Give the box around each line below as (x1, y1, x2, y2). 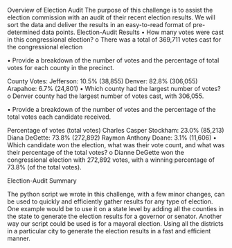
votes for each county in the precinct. (7, 64, 114, 72)
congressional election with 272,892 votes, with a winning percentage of (7, 156, 215, 164)
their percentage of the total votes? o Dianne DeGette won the (7, 149, 185, 156)
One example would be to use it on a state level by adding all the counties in (7, 205, 224, 213)
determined (7, 28, 40, 36)
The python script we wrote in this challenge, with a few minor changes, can (7, 190, 225, 198)
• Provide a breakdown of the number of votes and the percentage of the (7, 106, 216, 113)
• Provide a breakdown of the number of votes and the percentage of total (7, 56, 220, 65)
